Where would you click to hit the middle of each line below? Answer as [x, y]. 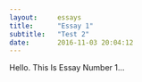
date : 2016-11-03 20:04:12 [71, 42]
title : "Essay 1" [51, 26]
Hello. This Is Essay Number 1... [67, 68]
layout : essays [46, 17]
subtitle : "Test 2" [50, 34]
